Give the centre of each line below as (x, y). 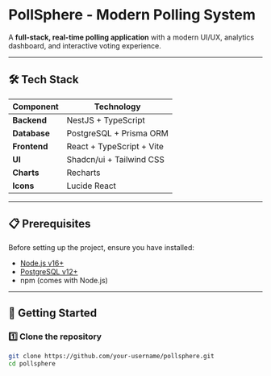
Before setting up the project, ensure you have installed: (102, 247)
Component (35, 107)
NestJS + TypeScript (106, 120)
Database (31, 133)
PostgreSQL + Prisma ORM (118, 133)
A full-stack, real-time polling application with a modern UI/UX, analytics (131, 37)
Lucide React (92, 186)
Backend (29, 120)
